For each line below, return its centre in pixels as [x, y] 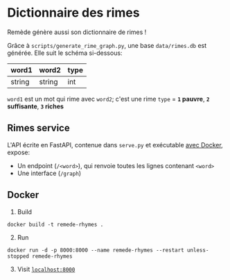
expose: [19, 152]
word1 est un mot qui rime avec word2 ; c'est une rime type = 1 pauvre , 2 [108, 99]
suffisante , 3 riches [36, 106]
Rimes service [39, 128]
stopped [18, 256]
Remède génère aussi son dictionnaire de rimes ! [77, 32]
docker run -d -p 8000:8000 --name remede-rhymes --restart [96, 250]
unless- [198, 250]
